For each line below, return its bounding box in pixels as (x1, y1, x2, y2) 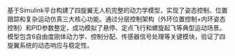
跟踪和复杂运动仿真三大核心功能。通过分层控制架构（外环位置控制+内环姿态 (7, 15, 226, 23)
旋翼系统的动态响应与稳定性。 (7, 41, 93, 49)
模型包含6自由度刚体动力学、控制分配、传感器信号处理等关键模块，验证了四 (7, 32, 226, 41)
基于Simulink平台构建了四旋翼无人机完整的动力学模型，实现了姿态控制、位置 (7, 6, 228, 14)
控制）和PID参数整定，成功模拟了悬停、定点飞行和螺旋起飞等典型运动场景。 (7, 24, 226, 31)
